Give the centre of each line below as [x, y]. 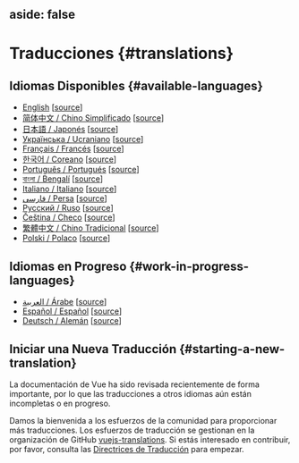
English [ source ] [52, 107]
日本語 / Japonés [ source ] [70, 130]
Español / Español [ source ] [72, 311]
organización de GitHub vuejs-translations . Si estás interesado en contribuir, [150, 440]
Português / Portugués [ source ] [81, 170]
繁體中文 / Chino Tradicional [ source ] [90, 228]
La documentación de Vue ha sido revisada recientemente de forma [134, 384]
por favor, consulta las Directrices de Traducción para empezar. [127, 450]
